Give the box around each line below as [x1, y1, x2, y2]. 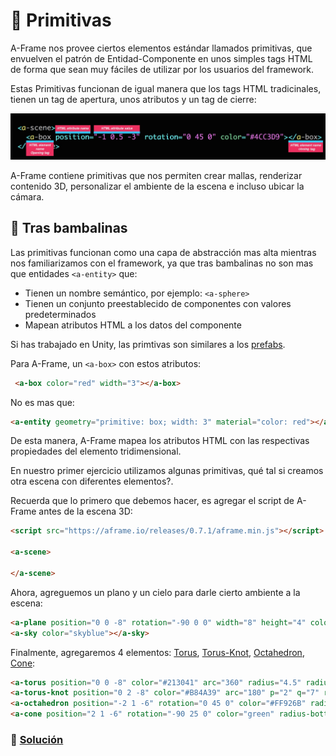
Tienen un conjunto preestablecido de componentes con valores [24, 297, 292, 309]
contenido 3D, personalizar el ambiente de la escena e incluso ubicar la [10, 180, 305, 192]
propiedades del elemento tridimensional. [10, 445, 182, 458]
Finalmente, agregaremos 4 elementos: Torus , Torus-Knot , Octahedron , [10, 646, 305, 658]
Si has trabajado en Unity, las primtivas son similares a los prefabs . [10, 338, 286, 350]
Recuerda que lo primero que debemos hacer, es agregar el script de [10, 495, 295, 507]
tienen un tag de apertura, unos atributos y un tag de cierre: [10, 93, 257, 105]
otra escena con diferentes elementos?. [10, 475, 174, 488]
